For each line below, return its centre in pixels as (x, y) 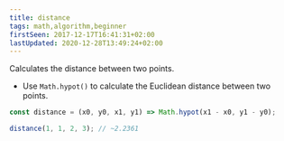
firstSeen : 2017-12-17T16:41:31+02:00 (82, 34)
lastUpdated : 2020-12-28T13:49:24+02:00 (87, 43)
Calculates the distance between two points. (92, 69)
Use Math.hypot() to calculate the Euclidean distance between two (147, 86)
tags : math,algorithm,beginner (68, 26)
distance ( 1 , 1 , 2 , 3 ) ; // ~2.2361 (74, 129)
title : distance (40, 18)
